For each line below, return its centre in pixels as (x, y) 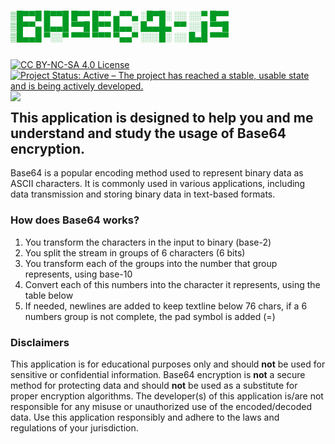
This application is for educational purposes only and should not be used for (168, 364)
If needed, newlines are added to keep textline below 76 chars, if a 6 (166, 306)
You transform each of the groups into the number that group (151, 263)
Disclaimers (40, 342)
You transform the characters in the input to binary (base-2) (148, 242)
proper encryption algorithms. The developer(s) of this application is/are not (167, 396)
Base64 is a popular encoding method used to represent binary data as (157, 173)
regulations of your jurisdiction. (74, 428)
